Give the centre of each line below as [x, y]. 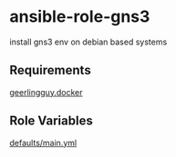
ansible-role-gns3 [80, 17]
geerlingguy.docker [46, 92]
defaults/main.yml [43, 142]
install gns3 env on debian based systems [88, 42]
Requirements [50, 70]
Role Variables [51, 121]
